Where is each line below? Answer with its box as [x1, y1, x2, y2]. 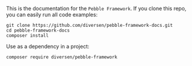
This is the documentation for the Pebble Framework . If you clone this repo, [6, 5, 187, 12]
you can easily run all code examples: [6, 11, 98, 18]
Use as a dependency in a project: [6, 43, 90, 50]
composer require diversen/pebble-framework [6, 54, 118, 60]
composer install [6, 33, 49, 39]
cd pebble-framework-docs [6, 27, 70, 33]
